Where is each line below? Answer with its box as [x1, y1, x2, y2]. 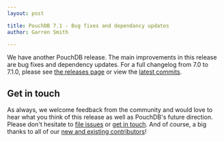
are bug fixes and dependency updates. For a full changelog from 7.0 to [7, 61, 208, 69]
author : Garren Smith [7, 29, 69, 35]
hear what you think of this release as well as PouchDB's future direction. [7, 113, 213, 122]
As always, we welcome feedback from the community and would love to [7, 106, 213, 114]
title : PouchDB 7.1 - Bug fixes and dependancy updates [7, 22, 169, 29]
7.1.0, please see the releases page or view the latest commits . [7, 68, 182, 76]
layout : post [7, 10, 44, 17]
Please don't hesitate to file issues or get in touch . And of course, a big [7, 120, 207, 128]
